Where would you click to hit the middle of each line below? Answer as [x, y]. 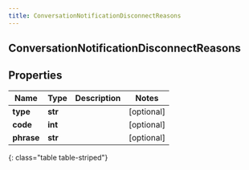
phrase [26, 137]
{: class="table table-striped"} [58, 157]
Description [98, 98]
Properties [35, 76]
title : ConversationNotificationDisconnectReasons [95, 16]
